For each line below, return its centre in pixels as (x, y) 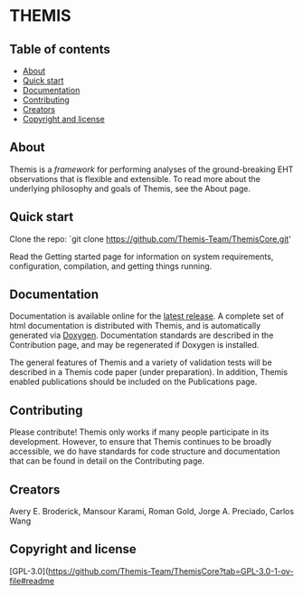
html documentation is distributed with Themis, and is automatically (135, 326)
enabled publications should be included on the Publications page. (133, 382)
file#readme (32, 581)
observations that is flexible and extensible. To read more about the (135, 178)
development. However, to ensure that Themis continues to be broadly (141, 442)
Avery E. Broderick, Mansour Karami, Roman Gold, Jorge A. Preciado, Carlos (152, 512)
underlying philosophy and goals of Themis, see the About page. (130, 188)
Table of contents (60, 49)
